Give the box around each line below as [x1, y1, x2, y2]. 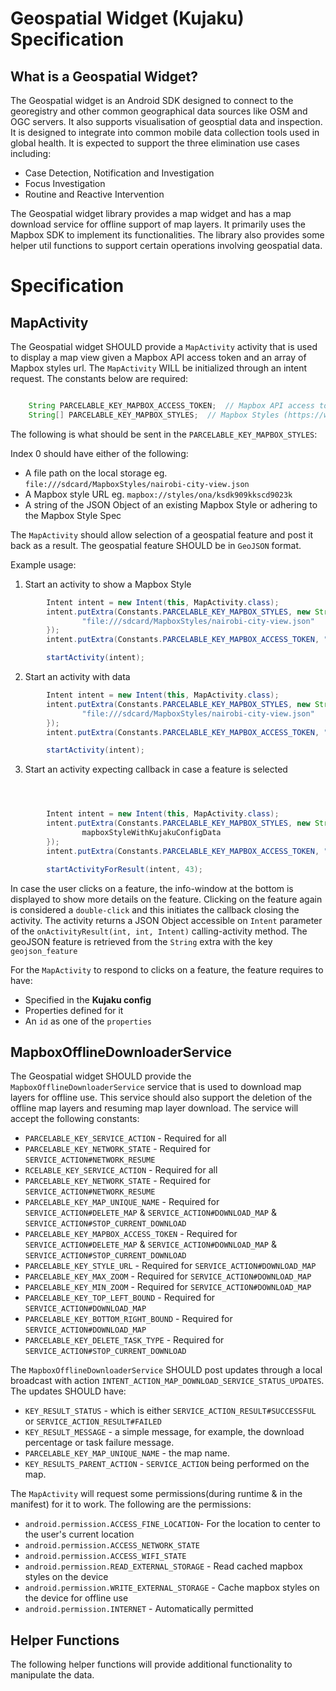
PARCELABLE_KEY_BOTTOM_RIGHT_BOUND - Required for [24, 1313, 233, 1325]
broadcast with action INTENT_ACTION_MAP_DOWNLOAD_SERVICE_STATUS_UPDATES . [10, 1375, 325, 1387]
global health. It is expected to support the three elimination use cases [10, 137, 300, 149]
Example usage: [10, 558, 77, 571]
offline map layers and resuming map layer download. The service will [10, 1102, 299, 1114]
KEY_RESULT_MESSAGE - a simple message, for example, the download [24, 1426, 305, 1438]
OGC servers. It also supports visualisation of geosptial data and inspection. [10, 116, 323, 127]
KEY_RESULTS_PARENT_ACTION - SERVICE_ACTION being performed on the [24, 1458, 310, 1470]
